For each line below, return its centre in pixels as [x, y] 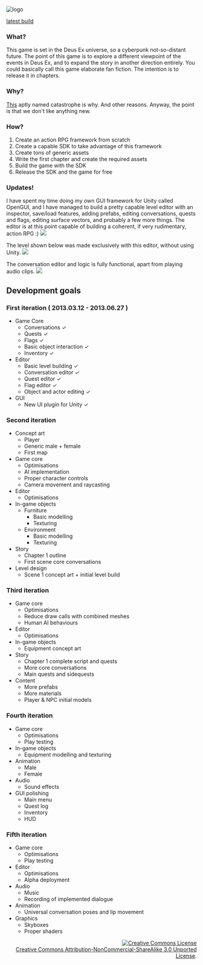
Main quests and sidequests [59, 674]
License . [186, 956]
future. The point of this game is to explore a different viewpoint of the [94, 56]
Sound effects [41, 787]
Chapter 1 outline [45, 555]
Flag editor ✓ [40, 385]
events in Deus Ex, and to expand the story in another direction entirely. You [101, 63]
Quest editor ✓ [43, 379]
